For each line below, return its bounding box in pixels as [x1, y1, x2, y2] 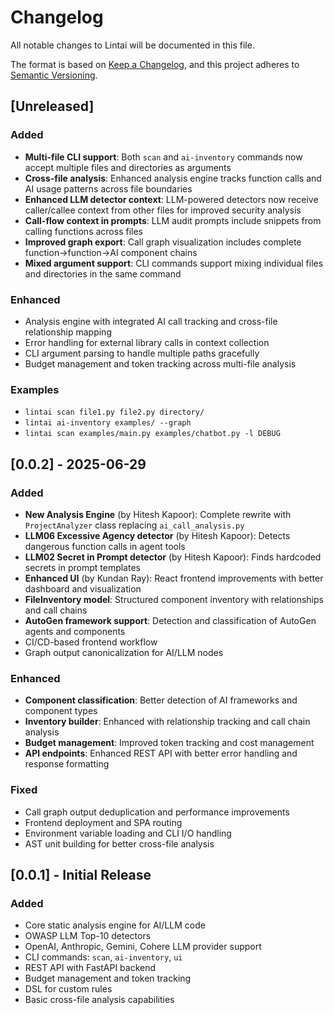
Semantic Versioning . [10, 69, 98, 81]
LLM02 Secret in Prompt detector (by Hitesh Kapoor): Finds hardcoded [24, 551, 322, 563]
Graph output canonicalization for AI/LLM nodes [24, 646, 224, 658]
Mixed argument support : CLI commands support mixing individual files [24, 257, 324, 269]
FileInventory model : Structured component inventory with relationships [24, 593, 324, 605]
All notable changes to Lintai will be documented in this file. [10, 39, 255, 51]
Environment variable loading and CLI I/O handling [24, 827, 232, 839]
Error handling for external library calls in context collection [24, 336, 270, 348]
